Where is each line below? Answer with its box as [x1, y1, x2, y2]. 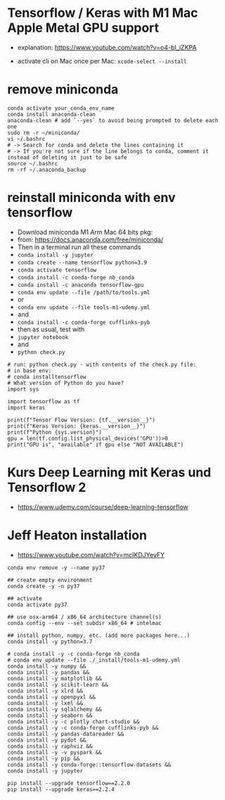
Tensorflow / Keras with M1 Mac [7, 5, 198, 21]
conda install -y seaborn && [7, 712, 93, 719]
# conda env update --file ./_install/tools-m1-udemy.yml [7, 656, 181, 664]
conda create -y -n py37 [7, 583, 80, 590]
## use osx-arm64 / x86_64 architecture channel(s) [7, 614, 162, 621]
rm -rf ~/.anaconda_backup [7, 166, 86, 173]
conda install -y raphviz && [7, 742, 93, 750]
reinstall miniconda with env [7, 190, 176, 205]
